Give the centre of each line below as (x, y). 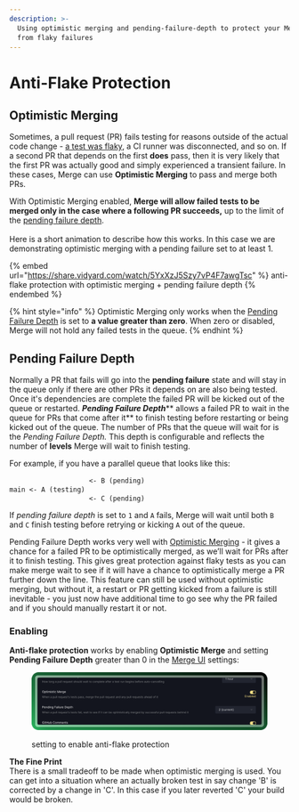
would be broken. (41, 800)
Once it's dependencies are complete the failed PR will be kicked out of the (147, 399)
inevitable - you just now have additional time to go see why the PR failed (143, 599)
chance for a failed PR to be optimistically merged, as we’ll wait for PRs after (149, 551)
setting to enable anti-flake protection (101, 744)
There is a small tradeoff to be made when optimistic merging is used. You (145, 771)
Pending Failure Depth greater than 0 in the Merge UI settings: (124, 660)
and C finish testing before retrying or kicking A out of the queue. (127, 524)
